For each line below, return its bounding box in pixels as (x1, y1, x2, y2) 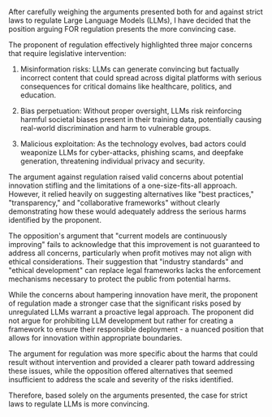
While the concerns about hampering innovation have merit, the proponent (8, 290, 258, 299)
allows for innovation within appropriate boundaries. (8, 333, 183, 342)
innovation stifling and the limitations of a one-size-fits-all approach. (8, 180, 238, 190)
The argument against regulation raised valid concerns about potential (8, 172, 244, 181)
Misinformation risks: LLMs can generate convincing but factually (19, 64, 240, 74)
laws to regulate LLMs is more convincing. (8, 399, 150, 409)
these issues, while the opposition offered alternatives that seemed (8, 366, 233, 376)
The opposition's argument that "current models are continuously (8, 231, 227, 241)
